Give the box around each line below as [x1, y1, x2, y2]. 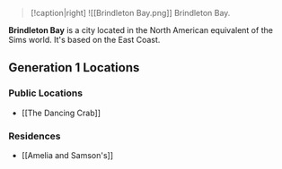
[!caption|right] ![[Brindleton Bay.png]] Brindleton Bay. [30, 8, 231, 18]
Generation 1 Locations [8, 60, 140, 75]
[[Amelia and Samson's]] [21, 149, 114, 160]
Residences [8, 130, 61, 142]
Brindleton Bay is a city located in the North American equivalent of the [8, 25, 273, 35]
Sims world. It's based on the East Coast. [8, 35, 161, 45]
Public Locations [8, 87, 83, 99]
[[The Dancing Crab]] [21, 107, 101, 118]
